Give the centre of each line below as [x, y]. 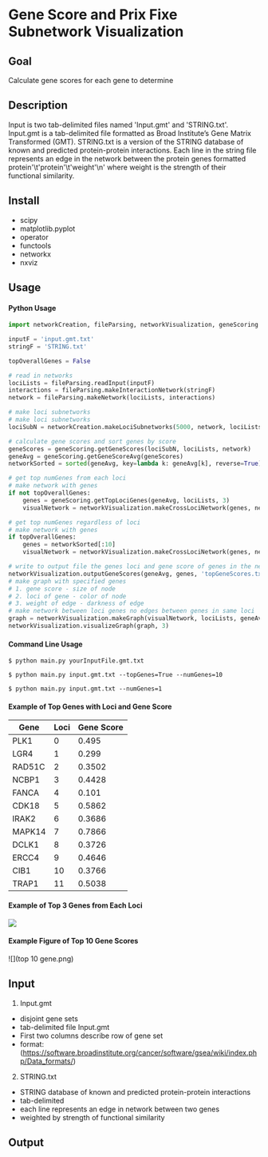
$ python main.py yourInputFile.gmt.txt [77, 661]
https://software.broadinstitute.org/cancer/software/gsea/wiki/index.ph [140, 1052]
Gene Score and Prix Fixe [93, 15]
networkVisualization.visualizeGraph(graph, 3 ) [89, 626]
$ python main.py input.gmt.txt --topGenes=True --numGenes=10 [116, 675]
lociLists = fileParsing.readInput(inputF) [82, 383]
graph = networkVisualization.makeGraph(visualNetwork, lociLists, [123, 618]
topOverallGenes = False [49, 361]
